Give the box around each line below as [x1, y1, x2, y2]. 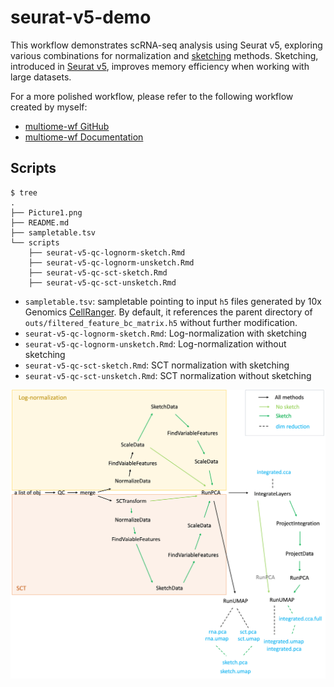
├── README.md [10, 217, 70, 228]
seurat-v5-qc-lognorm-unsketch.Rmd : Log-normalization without [24, 337, 287, 350]
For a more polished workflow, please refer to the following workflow [10, 90, 294, 102]
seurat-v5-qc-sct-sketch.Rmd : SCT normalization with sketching [24, 359, 290, 371]
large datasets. [10, 71, 72, 83]
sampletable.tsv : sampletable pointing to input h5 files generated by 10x [24, 295, 322, 307]
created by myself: [10, 101, 88, 113]
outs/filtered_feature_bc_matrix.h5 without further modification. [24, 316, 298, 328]
